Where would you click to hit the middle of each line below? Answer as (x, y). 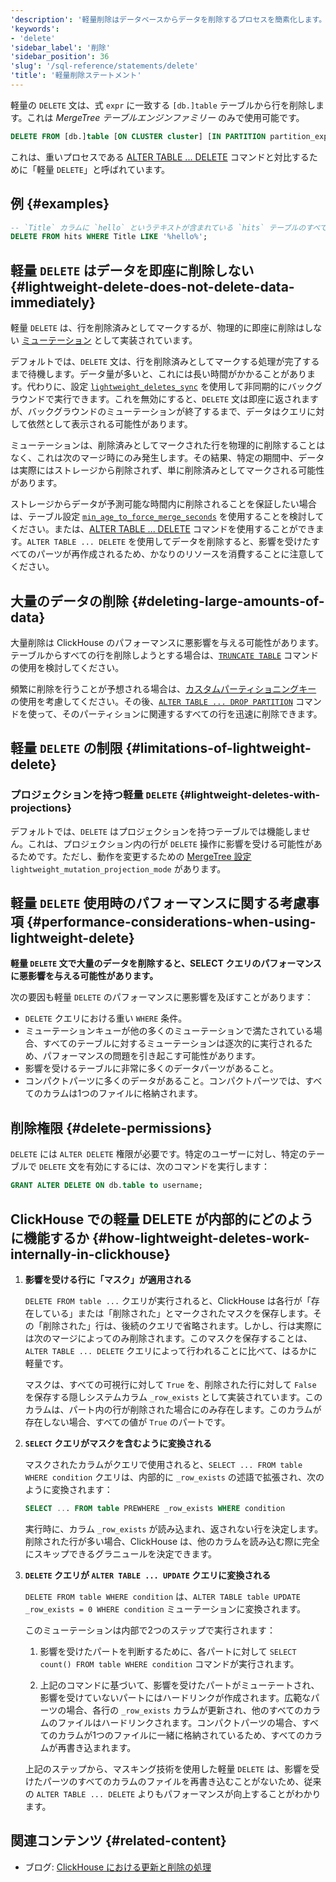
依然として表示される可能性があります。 (110, 424)
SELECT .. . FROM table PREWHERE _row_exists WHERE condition (155, 1508)
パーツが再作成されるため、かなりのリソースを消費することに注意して (180, 554)
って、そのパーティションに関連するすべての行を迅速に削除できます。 (179, 713)
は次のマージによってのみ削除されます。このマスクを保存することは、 (168, 1338)
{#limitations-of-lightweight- (218, 748)
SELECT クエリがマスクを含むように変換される (118, 1443)
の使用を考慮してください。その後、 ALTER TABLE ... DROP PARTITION (151, 701)
